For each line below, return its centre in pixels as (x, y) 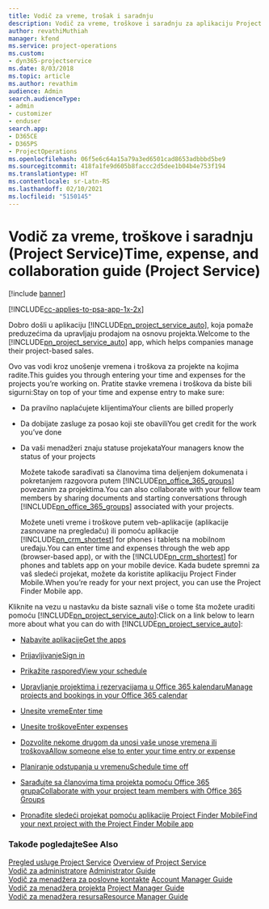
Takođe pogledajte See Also (63, 844)
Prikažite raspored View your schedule (84, 671)
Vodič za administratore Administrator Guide (82, 870)
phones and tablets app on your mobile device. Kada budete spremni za (140, 565)
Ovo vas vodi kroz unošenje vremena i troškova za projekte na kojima (124, 366)
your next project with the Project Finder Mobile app (107, 823)
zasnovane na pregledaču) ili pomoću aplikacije (99, 530)
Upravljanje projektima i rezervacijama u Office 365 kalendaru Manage (136, 686)
